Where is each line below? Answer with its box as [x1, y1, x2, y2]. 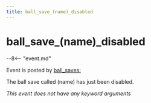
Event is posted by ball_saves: [6, 66, 82, 73]
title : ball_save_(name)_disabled [6, 8, 94, 15]
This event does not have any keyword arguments [6, 90, 131, 97]
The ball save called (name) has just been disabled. [6, 78, 134, 85]
